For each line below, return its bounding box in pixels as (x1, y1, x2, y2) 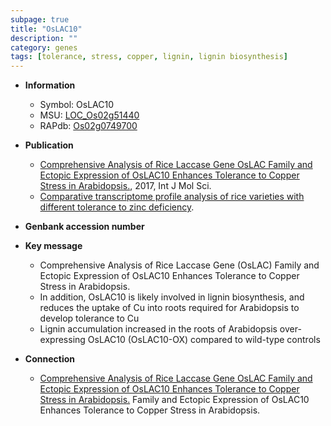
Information (24, 79, 76, 91)
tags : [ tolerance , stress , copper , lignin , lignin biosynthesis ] (10, 52, 289, 62)
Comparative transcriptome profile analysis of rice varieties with (39, 191, 305, 203)
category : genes (10, 42, 78, 53)
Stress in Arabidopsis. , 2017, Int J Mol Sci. (39, 180, 212, 192)
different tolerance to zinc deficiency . (39, 201, 195, 213)
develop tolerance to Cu (39, 312, 140, 325)
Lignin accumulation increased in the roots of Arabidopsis (39, 323, 278, 335)
